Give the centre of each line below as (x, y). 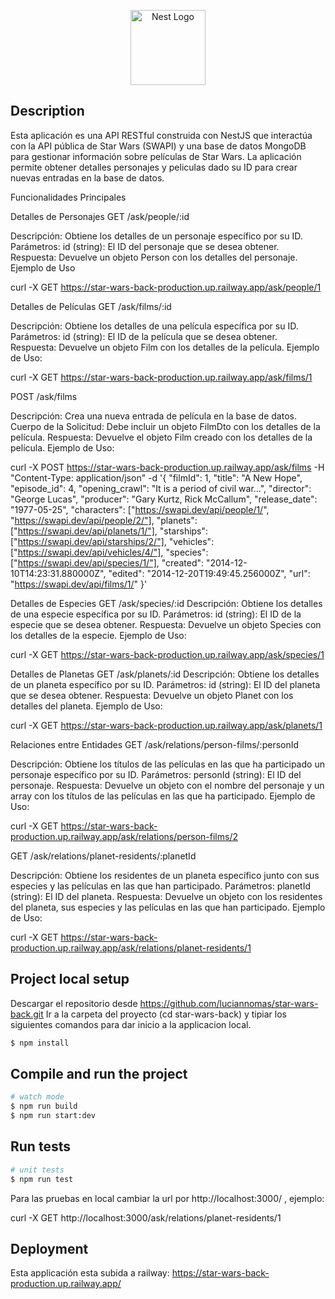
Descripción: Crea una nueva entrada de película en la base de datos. (153, 416)
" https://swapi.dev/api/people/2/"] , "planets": (104, 520)
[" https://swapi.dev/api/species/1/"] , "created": (107, 562)
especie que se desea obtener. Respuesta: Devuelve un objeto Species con (166, 624)
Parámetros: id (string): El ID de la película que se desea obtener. (144, 336)
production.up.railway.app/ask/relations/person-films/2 (124, 836)
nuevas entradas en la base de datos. (87, 177)
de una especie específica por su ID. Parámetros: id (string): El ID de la (156, 614)
